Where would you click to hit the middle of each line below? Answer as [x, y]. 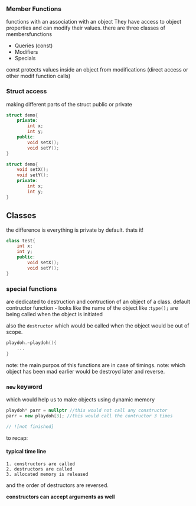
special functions [32, 288]
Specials [25, 59]
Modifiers [26, 52]
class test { [21, 241]
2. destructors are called [39, 469]
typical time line [26, 452]
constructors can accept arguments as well [61, 497]
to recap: [17, 438]
